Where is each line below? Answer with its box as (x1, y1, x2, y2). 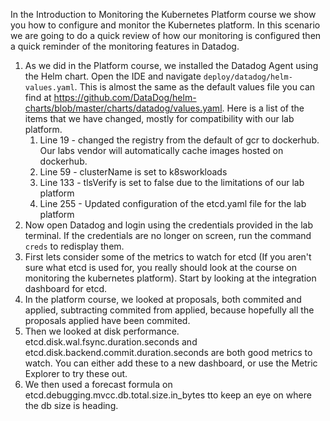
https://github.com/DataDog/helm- (53, 92, 197, 103)
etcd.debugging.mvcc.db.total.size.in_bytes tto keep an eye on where (24, 389, 312, 401)
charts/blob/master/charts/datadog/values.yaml (24, 102, 223, 114)
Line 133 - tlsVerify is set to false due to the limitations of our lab (39, 177, 305, 188)
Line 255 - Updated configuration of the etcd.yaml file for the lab (39, 198, 307, 209)
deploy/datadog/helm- (203, 72, 293, 82)
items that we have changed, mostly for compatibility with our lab (24, 113, 295, 124)
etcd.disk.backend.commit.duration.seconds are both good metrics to (24, 347, 313, 358)
